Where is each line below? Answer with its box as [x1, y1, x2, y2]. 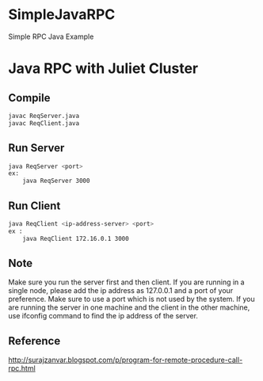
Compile [8, 91, 51, 105]
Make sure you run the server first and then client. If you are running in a [8, 277, 245, 287]
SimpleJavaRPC [8, 6, 116, 24]
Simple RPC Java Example [8, 32, 94, 41]
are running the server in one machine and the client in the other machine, [8, 303, 250, 312]
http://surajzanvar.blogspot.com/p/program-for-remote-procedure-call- [8, 355, 243, 365]
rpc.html [8, 364, 36, 373]
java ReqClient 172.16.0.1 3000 [22, 234, 129, 242]
